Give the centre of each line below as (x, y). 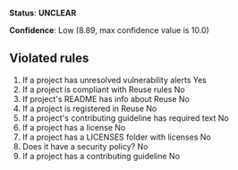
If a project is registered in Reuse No (89, 108)
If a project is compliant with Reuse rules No (103, 89)
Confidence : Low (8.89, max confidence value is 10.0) (110, 30)
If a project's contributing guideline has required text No (126, 118)
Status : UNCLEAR (43, 13)
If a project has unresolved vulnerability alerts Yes (115, 80)
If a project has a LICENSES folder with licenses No (117, 137)
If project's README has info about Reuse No (106, 98)
